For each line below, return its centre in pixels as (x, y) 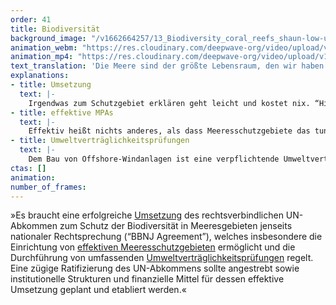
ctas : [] (28, 168)
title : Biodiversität (55, 29)
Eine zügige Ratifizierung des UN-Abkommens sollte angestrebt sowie (155, 268)
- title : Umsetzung (51, 85)
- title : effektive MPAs (62, 112)
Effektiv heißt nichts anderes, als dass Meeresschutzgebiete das (169, 131)
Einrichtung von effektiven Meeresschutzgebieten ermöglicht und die (153, 247)
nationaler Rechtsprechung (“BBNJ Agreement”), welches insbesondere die (166, 237)
